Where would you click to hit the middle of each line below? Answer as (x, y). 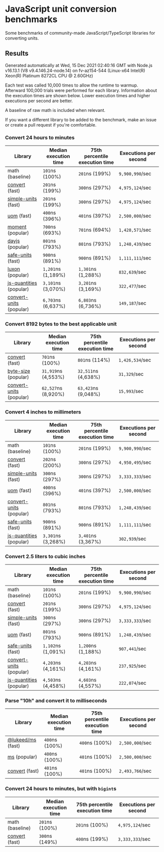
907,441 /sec (133, 649)
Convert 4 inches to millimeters (43, 412)
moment (17, 227)
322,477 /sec (133, 286)
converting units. (22, 38)
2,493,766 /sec (135, 771)
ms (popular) (22, 757)
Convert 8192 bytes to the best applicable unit (61, 324)
